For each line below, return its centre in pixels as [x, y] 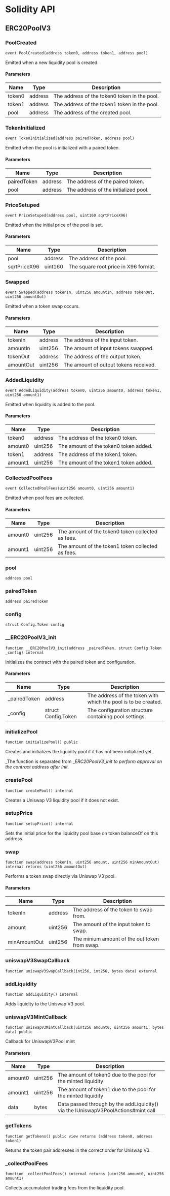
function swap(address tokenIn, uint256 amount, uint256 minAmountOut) [82, 863]
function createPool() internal [39, 791]
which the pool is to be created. [125, 701]
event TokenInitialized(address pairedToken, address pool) [70, 138]
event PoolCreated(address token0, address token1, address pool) [77, 53]
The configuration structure [120, 710]
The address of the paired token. [105, 181]
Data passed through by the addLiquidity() [108, 1104]
